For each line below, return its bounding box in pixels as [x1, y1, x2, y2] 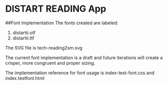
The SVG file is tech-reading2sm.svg [5, 45, 82, 51]
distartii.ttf [12, 35, 35, 41]
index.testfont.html [5, 75, 45, 81]
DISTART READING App [5, 3, 106, 15]
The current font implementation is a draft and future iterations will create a [5, 54, 163, 61]
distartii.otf [12, 29, 36, 35]
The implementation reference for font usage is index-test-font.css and [5, 69, 155, 76]
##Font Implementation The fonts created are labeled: [5, 20, 119, 26]
